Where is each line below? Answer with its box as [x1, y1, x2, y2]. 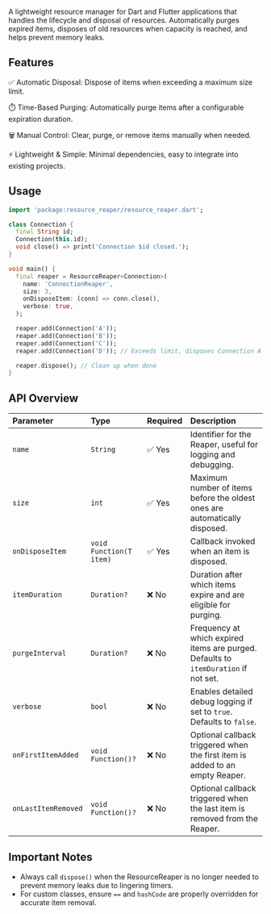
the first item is [190, 749, 247, 761]
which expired [190, 632, 244, 644]
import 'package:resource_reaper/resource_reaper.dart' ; [8, 206, 204, 214]
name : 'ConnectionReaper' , [23, 280, 114, 288]
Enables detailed [190, 686, 253, 697]
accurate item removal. [19, 897, 97, 907]
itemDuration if [190, 663, 248, 674]
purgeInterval [12, 649, 67, 658]
